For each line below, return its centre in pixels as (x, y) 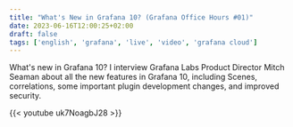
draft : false (33, 34)
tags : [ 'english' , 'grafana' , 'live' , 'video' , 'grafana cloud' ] (134, 42)
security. (25, 96)
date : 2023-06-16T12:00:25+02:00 (71, 26)
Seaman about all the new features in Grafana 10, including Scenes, (133, 77)
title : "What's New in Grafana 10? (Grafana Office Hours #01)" (131, 17)
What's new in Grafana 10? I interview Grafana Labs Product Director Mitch (147, 67)
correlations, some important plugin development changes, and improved (144, 86)
